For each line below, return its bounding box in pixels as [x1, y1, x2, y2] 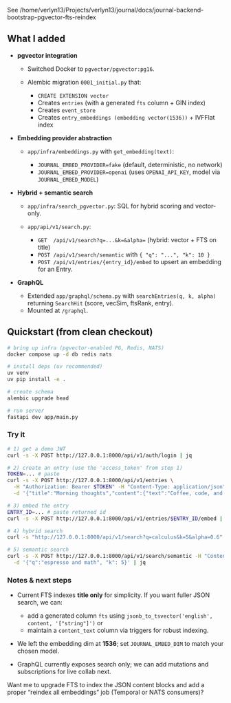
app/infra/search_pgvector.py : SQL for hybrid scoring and [27, 202, 194, 210]
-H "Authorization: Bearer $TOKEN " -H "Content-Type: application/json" [13, 484, 226, 490]
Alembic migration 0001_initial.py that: [27, 78, 142, 86]
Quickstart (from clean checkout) [7, 326, 153, 338]
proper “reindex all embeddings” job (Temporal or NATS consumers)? [7, 688, 204, 697]
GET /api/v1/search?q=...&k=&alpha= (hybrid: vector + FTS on [37, 235, 217, 244]
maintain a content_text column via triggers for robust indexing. [27, 626, 209, 635]
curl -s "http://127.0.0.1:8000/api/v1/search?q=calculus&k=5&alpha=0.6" [7, 534, 223, 541]
